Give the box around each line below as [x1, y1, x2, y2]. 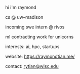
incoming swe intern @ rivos [5, 24, 65, 30]
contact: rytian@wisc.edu [5, 63, 59, 69]
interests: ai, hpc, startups [5, 44, 60, 50]
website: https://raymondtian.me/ [5, 53, 75, 59]
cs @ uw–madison [5, 14, 44, 20]
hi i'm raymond [5, 5, 36, 10]
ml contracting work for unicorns [5, 34, 74, 40]
